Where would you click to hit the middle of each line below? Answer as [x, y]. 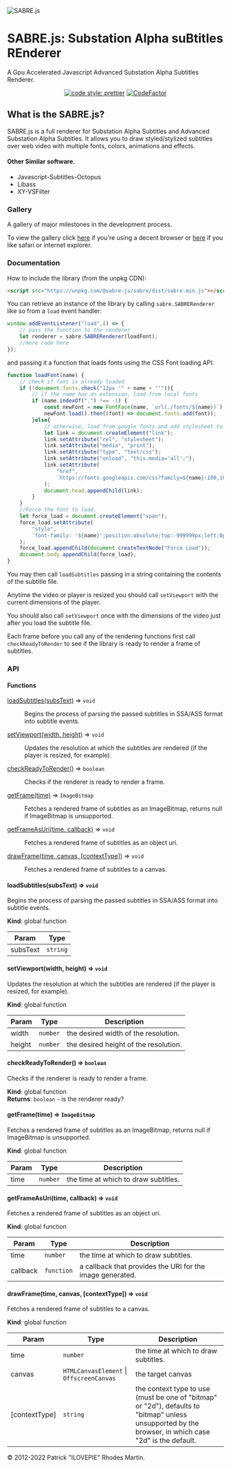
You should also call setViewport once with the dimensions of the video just [114, 616]
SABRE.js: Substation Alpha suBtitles [115, 39]
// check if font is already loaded [72, 382]
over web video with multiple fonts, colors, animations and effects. [101, 145]
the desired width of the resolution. [123, 1033]
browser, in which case [173, 1432]
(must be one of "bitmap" [176, 1397]
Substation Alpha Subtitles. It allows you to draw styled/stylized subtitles [110, 139]
